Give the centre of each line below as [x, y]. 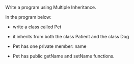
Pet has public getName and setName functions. [63, 56]
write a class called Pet [37, 27]
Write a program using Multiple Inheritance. [51, 7]
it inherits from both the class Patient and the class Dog [71, 37]
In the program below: [29, 17]
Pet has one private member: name [49, 46]
